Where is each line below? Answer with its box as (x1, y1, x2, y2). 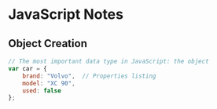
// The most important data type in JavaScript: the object (8, 57, 210, 65)
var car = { (8, 64, 47, 72)
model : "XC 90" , (22, 79, 76, 87)
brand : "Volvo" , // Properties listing (22, 72, 156, 80)
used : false (22, 86, 61, 95)
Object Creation (8, 37, 88, 50)
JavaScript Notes (8, 5, 124, 24)
